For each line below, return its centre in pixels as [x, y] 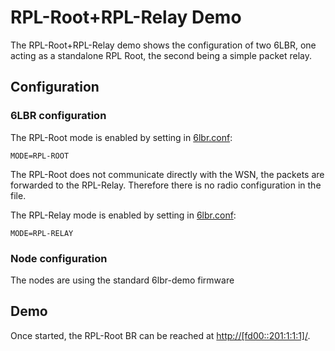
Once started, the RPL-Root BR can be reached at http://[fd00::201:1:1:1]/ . [160, 335]
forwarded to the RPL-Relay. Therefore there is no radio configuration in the [166, 185]
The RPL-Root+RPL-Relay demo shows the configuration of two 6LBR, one [163, 45]
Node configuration [59, 258]
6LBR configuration [58, 116]
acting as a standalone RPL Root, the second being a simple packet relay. [161, 55]
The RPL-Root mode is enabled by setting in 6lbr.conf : [121, 137]
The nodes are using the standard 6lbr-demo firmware [122, 280]
